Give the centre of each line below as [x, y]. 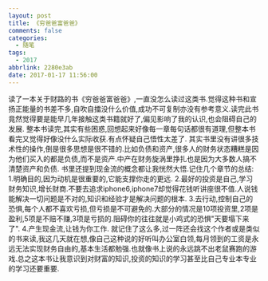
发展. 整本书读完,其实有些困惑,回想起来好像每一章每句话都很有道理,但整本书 [132, 129]
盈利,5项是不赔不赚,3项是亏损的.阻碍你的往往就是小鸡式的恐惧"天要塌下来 [129, 218]
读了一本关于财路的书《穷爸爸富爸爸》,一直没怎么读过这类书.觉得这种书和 [129, 99]
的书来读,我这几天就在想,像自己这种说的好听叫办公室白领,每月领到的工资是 [130, 238]
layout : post [30, 16]
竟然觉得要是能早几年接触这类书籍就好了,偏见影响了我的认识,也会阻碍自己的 [133, 119]
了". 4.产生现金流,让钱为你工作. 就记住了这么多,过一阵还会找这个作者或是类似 [134, 228]
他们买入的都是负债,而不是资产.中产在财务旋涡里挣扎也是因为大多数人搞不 [136, 158]
